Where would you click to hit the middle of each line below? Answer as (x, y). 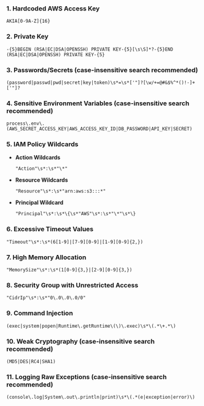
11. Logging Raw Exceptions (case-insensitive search (86, 377)
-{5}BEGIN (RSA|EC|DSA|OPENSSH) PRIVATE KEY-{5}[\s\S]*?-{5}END (90, 49)
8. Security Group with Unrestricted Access (72, 285)
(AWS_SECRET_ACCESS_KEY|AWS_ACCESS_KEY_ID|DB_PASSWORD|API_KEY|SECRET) (99, 129)
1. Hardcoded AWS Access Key (53, 9)
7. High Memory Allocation (46, 257)
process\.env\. (26, 124)
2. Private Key (27, 37)
